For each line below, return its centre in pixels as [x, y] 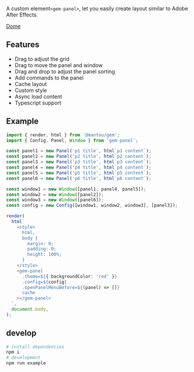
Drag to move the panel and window [59, 65]
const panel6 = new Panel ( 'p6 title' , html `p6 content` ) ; [79, 178]
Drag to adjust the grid [42, 59]
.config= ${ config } [44, 282]
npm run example [26, 363]
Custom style [31, 90]
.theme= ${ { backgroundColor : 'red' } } [69, 276]
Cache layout [31, 84]
